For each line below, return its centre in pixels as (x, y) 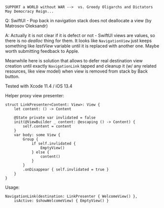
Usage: (12, 187)
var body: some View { (37, 135)
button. (12, 76)
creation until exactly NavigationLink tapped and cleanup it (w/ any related (81, 66)
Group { (31, 139)
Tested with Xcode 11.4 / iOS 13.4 (39, 86)
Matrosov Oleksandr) (27, 26)
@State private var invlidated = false (55, 118)
